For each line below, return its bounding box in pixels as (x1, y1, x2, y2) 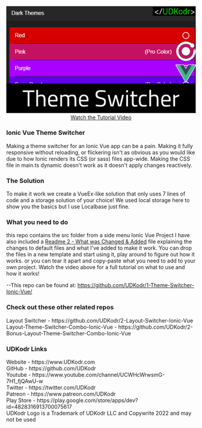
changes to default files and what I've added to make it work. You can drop (6, 244, 192, 252)
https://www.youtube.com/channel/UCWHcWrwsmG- (32, 371, 165, 378)
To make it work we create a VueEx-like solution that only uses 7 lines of (6, 190, 186, 197)
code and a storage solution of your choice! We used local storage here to (6, 197, 190, 204)
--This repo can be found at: (6, 282, 76, 289)
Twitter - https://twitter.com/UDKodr (6, 383, 96, 391)
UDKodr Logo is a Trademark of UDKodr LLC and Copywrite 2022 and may (6, 409, 192, 417)
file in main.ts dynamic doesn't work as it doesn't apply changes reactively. (6, 161, 192, 169)
